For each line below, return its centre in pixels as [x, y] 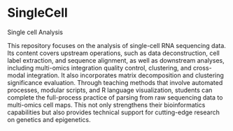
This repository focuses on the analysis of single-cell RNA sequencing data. [116, 45]
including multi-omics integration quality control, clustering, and [99, 68]
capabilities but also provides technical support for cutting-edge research [114, 112]
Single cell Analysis [35, 32]
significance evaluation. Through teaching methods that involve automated [115, 82]
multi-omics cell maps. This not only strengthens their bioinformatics [106, 105]
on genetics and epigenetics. [49, 119]
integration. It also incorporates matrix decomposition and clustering [125, 75]
